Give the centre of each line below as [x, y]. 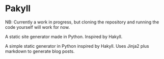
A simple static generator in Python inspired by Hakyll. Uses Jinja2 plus [77, 46]
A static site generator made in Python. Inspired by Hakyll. [64, 37]
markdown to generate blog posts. [40, 51]
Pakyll [18, 9]
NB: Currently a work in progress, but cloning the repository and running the [82, 22]
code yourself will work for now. [38, 27]
